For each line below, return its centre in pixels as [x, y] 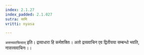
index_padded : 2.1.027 [29, 14]
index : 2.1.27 [20, 10]
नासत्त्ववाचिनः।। [18, 48]
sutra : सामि [16, 19]
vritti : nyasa [20, 24]
